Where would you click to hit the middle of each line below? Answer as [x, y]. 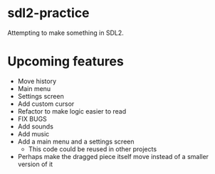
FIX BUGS [32, 119]
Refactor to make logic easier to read [72, 111]
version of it [35, 164]
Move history [37, 81]
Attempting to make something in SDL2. [65, 33]
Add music [33, 134]
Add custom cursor [46, 104]
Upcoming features [66, 61]
